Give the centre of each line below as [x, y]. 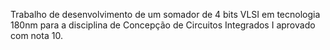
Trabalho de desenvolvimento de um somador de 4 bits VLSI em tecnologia [165, 14]
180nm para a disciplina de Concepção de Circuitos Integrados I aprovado [163, 25]
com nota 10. [36, 35]
